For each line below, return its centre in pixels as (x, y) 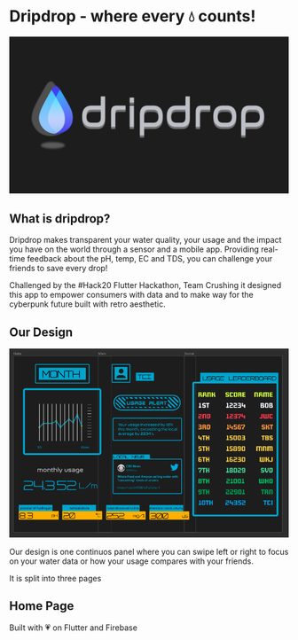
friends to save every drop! (59, 269)
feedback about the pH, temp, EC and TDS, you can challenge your (150, 259)
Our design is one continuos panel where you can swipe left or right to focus (149, 552)
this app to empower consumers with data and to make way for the (132, 295)
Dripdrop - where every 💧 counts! (133, 16)
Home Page (42, 606)
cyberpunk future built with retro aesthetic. (87, 304)
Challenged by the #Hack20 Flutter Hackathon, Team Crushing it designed (145, 285)
